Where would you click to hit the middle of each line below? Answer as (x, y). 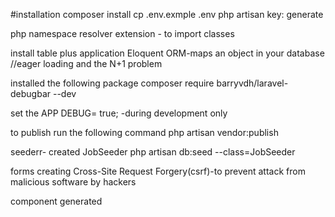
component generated (56, 201)
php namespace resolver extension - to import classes (122, 33)
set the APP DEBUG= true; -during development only (119, 113)
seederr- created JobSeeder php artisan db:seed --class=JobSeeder (153, 152)
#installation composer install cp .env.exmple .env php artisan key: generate (167, 14)
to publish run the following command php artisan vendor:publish (144, 132)
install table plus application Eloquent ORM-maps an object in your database (167, 53)
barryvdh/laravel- (252, 83)
